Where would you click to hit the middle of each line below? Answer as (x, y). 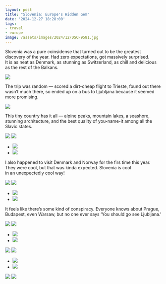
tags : (11, 24)
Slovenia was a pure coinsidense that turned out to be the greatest (73, 51)
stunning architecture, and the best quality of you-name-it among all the (79, 121)
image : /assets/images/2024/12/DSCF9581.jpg (52, 38)
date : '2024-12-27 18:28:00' (35, 19)
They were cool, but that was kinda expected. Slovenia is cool (68, 167)
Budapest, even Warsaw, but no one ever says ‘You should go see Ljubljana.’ (83, 214)
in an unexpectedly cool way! (35, 173)
